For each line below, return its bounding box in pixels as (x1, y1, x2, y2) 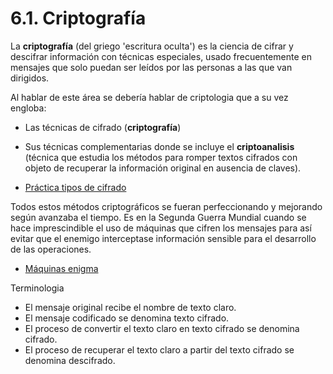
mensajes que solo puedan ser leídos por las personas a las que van (10, 61, 293, 73)
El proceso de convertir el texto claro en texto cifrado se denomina (24, 322, 300, 334)
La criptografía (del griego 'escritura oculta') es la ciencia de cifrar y (10, 40, 294, 52)
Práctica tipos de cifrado (24, 181, 127, 193)
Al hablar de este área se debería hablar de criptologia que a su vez (10, 91, 289, 103)
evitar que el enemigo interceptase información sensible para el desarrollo (10, 232, 317, 244)
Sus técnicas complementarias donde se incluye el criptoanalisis (24, 140, 295, 152)
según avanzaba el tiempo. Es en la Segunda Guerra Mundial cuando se (10, 211, 307, 223)
